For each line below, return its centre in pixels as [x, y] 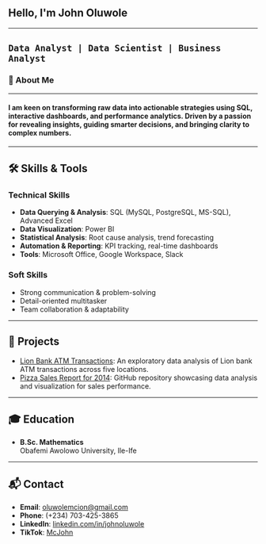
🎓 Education [42, 419]
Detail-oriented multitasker [63, 301]
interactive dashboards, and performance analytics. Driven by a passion [130, 116]
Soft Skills [28, 275]
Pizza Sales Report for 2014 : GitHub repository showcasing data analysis [139, 377]
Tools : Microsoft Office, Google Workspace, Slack [101, 255]
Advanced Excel [46, 220]
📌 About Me [31, 80]
